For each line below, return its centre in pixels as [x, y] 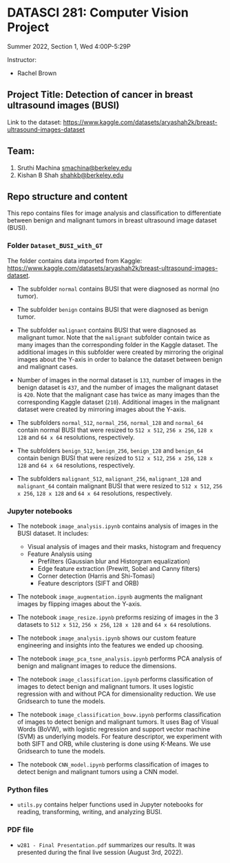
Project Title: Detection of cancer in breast [100, 95]
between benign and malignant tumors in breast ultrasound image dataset [112, 220]
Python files [28, 789]
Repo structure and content [67, 197]
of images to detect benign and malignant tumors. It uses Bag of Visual [118, 722]
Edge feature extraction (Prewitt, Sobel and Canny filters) [119, 568]
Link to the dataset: [34, 122]
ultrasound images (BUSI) [63, 106]
